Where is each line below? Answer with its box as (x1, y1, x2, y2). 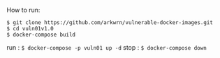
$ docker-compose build (6, 31, 76, 38)
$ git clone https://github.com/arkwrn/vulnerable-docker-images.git (6, 19, 214, 26)
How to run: (6, 6, 41, 14)
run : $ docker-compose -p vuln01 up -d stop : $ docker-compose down (6, 43, 207, 51)
